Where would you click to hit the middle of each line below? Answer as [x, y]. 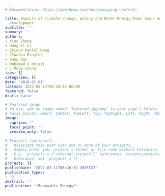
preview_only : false [30, 132]
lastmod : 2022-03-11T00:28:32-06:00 [42, 87]
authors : [14, 37]
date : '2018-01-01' [25, 82]
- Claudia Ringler [24, 55]
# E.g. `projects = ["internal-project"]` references [63, 154]
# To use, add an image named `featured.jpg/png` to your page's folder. [82, 109]
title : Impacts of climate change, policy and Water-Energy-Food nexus [80, 18]
